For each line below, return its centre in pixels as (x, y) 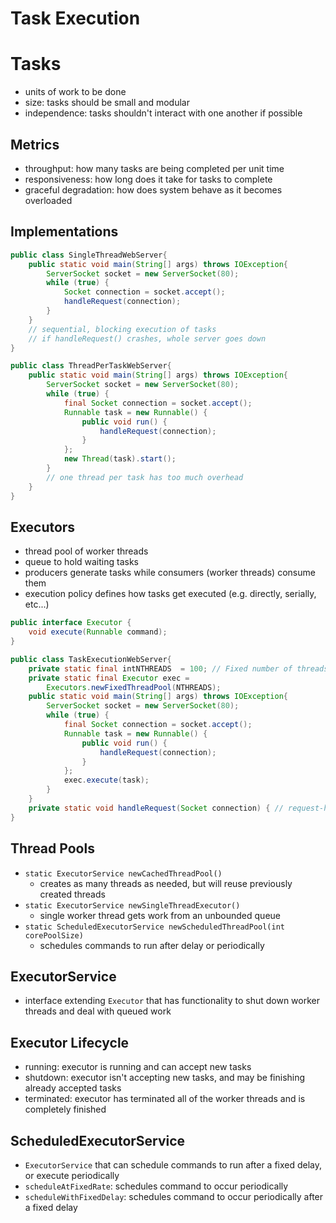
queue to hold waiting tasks (81, 562)
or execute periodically (72, 1175)
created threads (72, 894)
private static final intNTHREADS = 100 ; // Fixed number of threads (178, 668)
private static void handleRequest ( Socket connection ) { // (156, 808)
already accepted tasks (73, 1088)
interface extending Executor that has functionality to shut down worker (172, 1001)
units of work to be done (75, 92)
